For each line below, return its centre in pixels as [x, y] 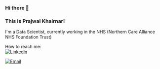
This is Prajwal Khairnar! [35, 21]
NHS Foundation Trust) [28, 37]
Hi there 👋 [17, 8]
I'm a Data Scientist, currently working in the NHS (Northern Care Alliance [80, 32]
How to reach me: [23, 47]
